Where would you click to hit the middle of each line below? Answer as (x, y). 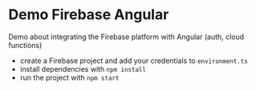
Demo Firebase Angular (89, 15)
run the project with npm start (69, 77)
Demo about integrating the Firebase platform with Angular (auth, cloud (126, 37)
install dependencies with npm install (83, 68)
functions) (25, 45)
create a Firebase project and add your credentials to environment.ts (134, 61)
